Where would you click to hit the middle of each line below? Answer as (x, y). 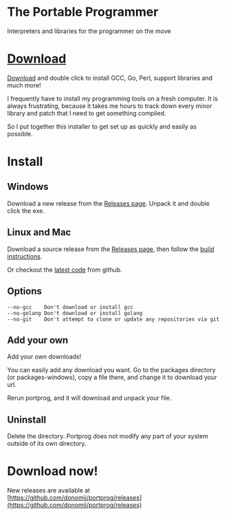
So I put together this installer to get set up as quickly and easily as (102, 126)
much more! (24, 85)
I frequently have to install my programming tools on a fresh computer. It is (113, 98)
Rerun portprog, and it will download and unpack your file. (89, 398)
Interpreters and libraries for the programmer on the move (89, 31)
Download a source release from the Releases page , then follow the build (111, 249)
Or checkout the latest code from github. (65, 270)
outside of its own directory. (47, 444)
